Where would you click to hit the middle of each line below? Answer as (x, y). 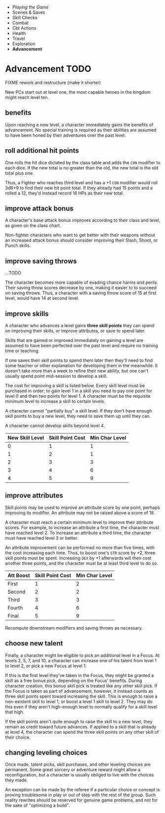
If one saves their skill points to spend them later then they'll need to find (79, 360)
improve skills (27, 314)
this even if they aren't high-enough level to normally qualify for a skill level (81, 707)
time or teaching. (22, 351)
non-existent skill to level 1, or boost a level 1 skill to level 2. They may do (79, 701)
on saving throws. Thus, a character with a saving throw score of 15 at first (81, 293)
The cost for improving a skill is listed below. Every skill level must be (75, 386)
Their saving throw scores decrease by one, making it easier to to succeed (81, 288)
